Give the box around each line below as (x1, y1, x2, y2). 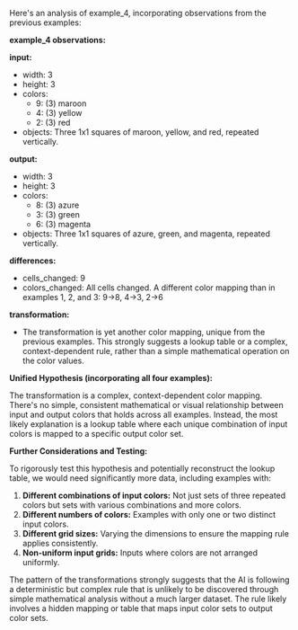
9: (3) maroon (35, 98, 87, 109)
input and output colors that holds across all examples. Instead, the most (9, 409, 278, 420)
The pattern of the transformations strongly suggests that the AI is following (9, 574, 290, 585)
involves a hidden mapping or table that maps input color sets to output (9, 603, 274, 614)
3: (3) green (35, 209, 81, 219)
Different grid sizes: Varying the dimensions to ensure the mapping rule (22, 528, 290, 538)
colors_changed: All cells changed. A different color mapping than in (22, 282, 276, 293)
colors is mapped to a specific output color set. (9, 429, 184, 439)
